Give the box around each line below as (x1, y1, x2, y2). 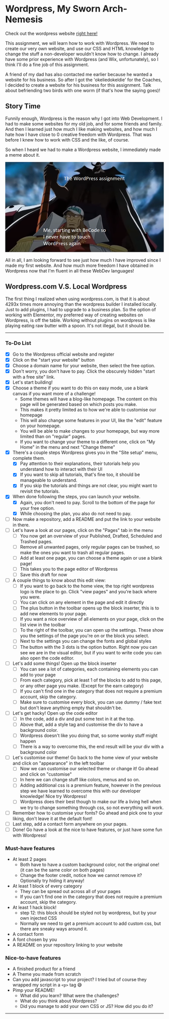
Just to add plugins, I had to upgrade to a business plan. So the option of (5, 306, 156, 312)
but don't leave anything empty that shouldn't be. (20, 705, 122, 711)
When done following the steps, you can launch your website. (12, 494, 141, 500)
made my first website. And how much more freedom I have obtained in (5, 262, 154, 268)
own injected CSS (20, 915, 57, 921)
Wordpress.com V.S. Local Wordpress (5, 283, 127, 291)
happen (20, 738, 36, 744)
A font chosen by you (12, 936, 57, 942)
